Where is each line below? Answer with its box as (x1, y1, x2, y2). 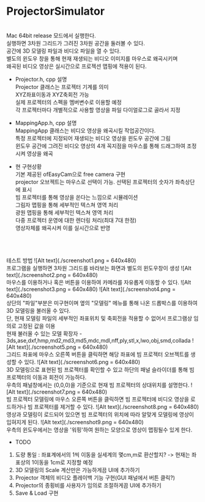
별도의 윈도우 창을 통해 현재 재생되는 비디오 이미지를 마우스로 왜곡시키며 (6, 55, 178, 62)
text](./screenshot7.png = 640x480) (16, 388, 108, 395)
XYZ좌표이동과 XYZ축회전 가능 (15, 91, 90, 98)
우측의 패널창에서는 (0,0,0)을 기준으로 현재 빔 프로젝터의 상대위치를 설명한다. (6, 381, 190, 389)
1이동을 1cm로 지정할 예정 (31, 458, 93, 466)
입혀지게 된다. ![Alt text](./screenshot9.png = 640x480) (6, 418, 144, 425)
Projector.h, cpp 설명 (15, 75, 67, 83)
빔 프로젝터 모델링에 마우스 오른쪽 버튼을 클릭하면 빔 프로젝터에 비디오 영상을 (6, 395, 190, 403)
